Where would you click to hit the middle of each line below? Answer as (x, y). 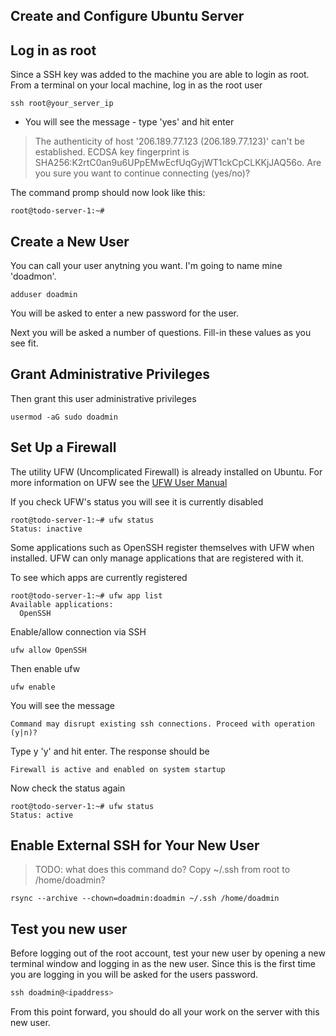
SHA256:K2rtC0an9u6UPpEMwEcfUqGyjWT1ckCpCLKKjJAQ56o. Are (178, 163)
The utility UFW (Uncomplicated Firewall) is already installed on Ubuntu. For (166, 471)
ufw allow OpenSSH (48, 650)
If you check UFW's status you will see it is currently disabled (137, 501)
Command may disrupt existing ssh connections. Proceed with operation (162, 724)
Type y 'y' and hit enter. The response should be (110, 751)
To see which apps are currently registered (99, 577)
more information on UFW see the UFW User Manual (119, 482)
